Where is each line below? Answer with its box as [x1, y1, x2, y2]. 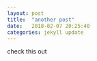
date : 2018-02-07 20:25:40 [7, 22, 90, 29]
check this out [7, 47, 47, 56]
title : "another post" [7, 16, 75, 23]
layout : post [7, 9, 44, 17]
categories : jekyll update [7, 28, 84, 36]
